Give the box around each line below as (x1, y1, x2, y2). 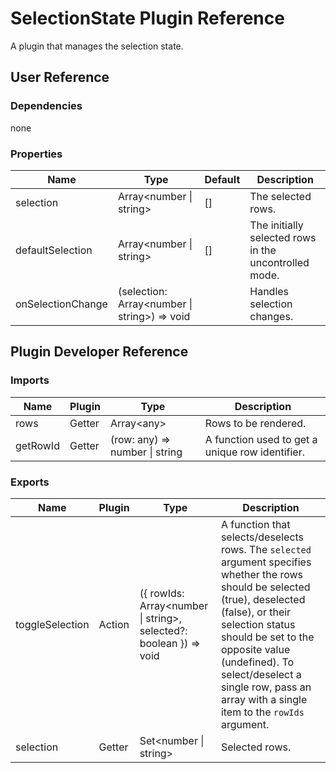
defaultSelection (15, 243, 93, 257)
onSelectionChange (15, 297, 108, 311)
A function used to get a (204, 432, 318, 446)
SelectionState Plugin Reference (10, 7, 285, 30)
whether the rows (220, 567, 304, 581)
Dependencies (10, 99, 83, 113)
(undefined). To (220, 655, 295, 669)
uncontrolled (249, 255, 310, 269)
